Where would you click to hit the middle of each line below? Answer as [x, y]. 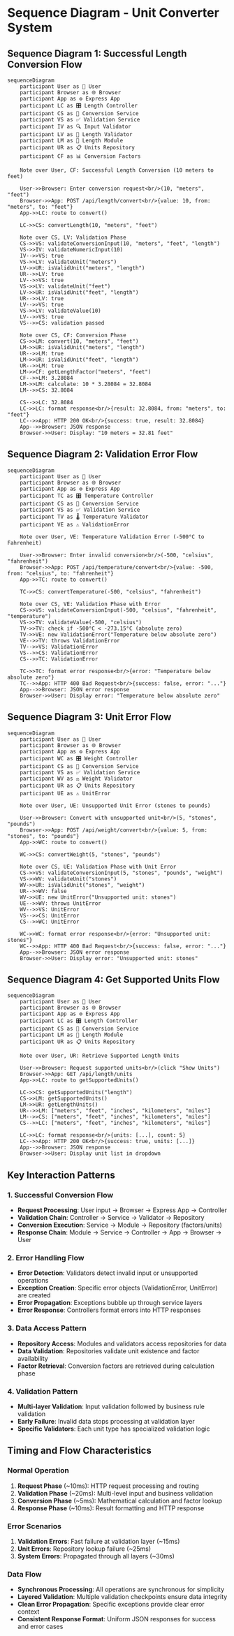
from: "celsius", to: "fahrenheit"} [60, 573]
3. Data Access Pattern [47, 1328]
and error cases [40, 1627]
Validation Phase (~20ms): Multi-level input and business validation [115, 1493]
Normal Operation [38, 1471]
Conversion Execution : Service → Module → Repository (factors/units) [119, 1225]
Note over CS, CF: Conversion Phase [73, 335]
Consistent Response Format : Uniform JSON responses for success [117, 1619]
